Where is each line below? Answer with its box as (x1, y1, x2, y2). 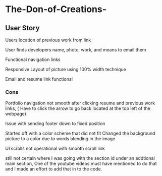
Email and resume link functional (5, 76, 73, 82)
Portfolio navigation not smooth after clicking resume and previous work (5, 100, 155, 106)
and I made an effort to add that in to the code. (5, 166, 102, 172)
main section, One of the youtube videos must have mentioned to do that (5, 160, 157, 167)
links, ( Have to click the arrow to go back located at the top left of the (5, 105, 150, 111)
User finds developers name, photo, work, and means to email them (5, 47, 146, 52)
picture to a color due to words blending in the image (5, 136, 116, 142)
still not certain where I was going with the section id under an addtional (5, 155, 155, 161)
